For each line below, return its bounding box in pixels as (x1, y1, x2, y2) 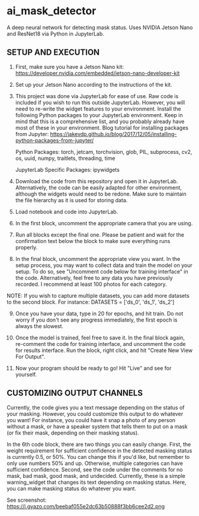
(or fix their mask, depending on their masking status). (7, 429, 139, 436)
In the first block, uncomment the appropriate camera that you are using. (15, 219, 193, 226)
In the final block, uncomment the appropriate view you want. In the (15, 255, 181, 262)
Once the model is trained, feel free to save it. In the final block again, (15, 334, 185, 341)
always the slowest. (15, 322, 64, 329)
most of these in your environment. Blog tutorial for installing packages (15, 124, 189, 131)
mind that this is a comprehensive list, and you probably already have (15, 118, 185, 125)
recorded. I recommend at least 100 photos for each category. (15, 281, 168, 288)
